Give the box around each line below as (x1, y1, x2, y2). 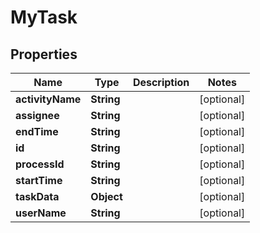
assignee (15, 109, 60, 122)
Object (90, 190, 123, 203)
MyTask (10, 6, 78, 29)
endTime (15, 125, 59, 138)
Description (132, 76, 190, 89)
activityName (15, 92, 82, 106)
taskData (15, 190, 60, 203)
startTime (15, 174, 63, 187)
